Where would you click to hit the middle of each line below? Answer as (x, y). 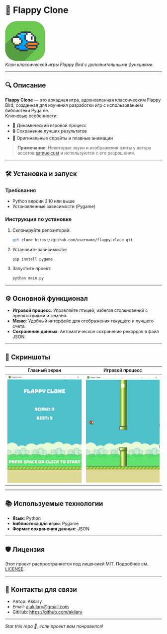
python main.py (28, 278)
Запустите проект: (32, 269)
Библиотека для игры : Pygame (45, 523)
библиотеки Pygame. (27, 110)
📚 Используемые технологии (54, 504)
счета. (19, 326)
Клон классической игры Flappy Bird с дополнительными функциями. (80, 65)
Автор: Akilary (27, 601)
